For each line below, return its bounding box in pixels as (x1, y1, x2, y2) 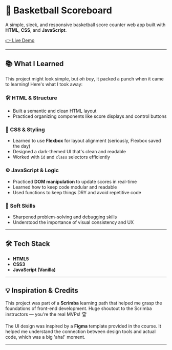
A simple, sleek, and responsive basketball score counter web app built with (5, 22, 166, 28)
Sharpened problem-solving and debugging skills (12, 214, 117, 220)
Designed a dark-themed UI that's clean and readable (12, 149, 126, 155)
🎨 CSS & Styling (5, 126, 45, 133)
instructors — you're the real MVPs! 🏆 (5, 311, 87, 317)
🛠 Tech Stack (5, 239, 50, 248)
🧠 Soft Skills (5, 202, 36, 209)
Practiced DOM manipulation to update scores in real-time (12, 178, 137, 184)
